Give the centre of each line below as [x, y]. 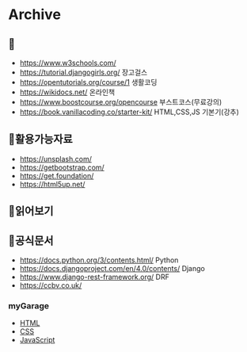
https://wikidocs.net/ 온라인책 [67, 92]
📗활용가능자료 [40, 139]
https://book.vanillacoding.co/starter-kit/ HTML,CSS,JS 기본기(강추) [129, 112]
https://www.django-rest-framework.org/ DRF [95, 277]
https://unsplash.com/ [56, 159]
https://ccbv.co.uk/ [51, 285]
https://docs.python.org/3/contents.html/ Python [99, 260]
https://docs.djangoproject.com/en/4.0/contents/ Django [112, 269]
